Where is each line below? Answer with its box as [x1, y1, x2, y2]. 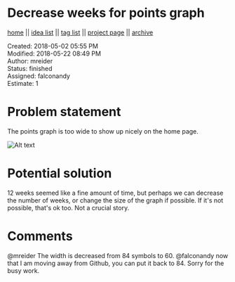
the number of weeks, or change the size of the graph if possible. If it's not [7, 196, 224, 205]
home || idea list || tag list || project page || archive [7, 28, 154, 37]
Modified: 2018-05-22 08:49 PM [7, 49, 102, 58]
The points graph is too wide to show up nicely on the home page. [7, 127, 199, 135]
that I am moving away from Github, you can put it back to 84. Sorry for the [7, 259, 224, 267]
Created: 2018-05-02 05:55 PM [7, 41, 98, 50]
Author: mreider [7, 56, 53, 65]
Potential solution [7, 165, 112, 181]
